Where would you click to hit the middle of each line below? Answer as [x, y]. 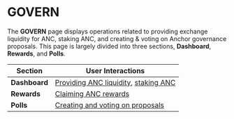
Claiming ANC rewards [92, 93]
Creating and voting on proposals [110, 105]
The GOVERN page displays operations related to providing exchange [108, 31]
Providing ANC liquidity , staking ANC [115, 82]
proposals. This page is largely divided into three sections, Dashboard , [109, 46]
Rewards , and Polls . [36, 54]
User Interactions [115, 70]
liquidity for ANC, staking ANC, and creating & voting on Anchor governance [117, 38]
